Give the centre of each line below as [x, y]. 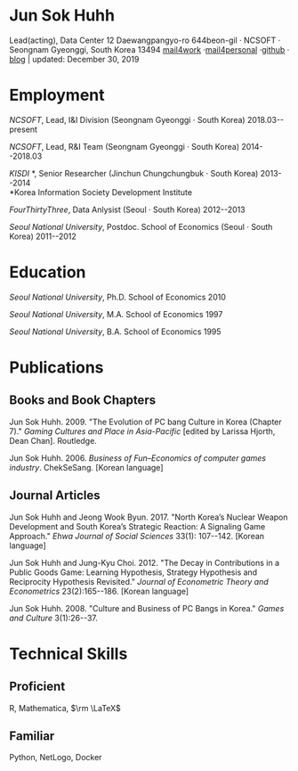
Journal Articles [55, 496]
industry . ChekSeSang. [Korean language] [86, 467]
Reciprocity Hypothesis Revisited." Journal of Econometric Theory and [139, 581]
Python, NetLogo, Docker [56, 758]
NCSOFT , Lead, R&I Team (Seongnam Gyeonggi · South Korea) [125, 146]
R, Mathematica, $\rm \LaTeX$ [65, 708]
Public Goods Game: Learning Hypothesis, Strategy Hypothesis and [133, 572]
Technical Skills [68, 654]
